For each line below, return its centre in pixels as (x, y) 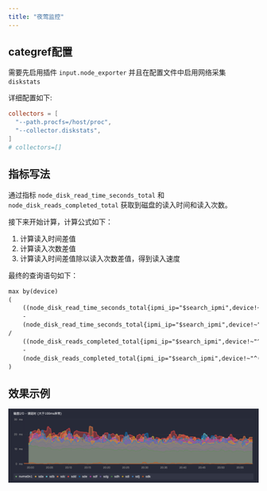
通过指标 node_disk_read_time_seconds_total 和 (87, 195)
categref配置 (41, 52)
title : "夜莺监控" (37, 17)
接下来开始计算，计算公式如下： (60, 222)
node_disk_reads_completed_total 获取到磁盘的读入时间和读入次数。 (120, 205)
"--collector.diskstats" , (58, 131)
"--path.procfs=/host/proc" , (64, 122)
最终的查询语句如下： (43, 275)
